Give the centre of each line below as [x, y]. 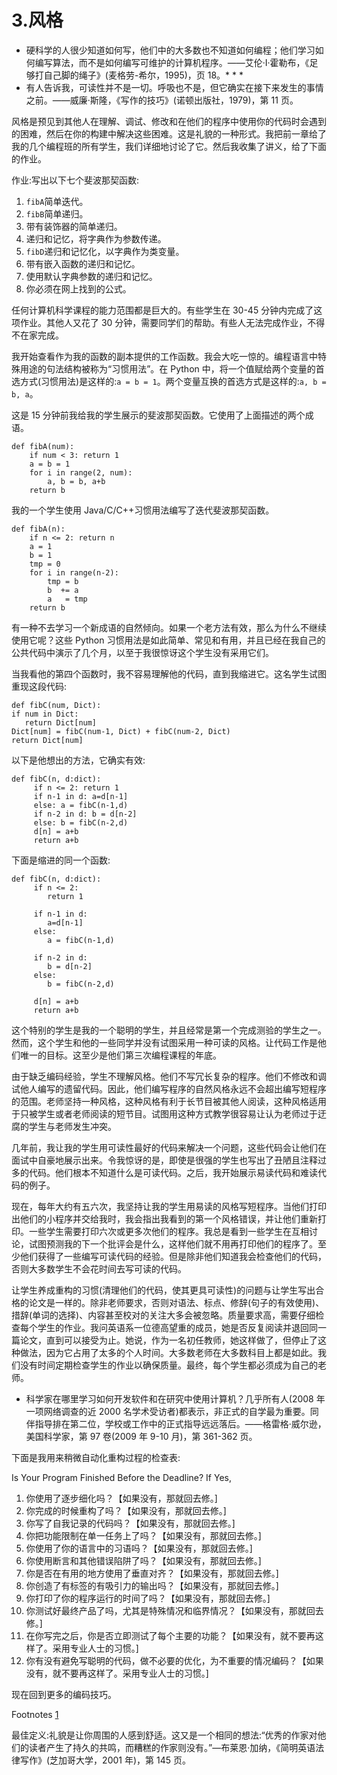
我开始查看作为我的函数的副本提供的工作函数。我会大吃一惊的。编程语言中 [164, 356]
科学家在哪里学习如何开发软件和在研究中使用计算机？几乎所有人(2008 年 [175, 1398]
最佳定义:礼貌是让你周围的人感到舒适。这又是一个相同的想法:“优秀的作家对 [164, 1735]
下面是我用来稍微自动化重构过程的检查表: [96, 1457]
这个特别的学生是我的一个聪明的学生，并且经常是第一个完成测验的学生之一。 [169, 1030]
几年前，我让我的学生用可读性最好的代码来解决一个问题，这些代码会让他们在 [169, 1147]
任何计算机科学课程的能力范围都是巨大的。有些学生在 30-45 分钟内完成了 [162, 310]
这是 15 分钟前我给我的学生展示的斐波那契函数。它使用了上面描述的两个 [158, 415]
